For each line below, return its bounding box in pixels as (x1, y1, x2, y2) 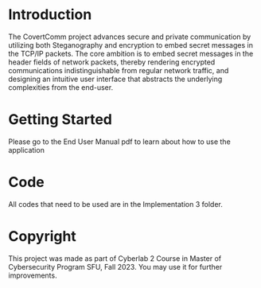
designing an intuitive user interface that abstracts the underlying (8, 74, 223, 84)
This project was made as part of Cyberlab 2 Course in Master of (8, 253, 221, 263)
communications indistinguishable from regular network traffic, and (8, 65, 229, 75)
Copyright (8, 228, 77, 245)
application (8, 145, 45, 154)
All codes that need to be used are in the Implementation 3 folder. (8, 199, 223, 208)
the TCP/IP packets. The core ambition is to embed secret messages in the (8, 49, 254, 58)
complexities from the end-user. (8, 82, 114, 92)
